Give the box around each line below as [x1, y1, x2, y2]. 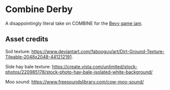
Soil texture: [5, 48, 30, 54]
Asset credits [5, 35, 49, 43]
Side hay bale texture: [5, 63, 51, 69]
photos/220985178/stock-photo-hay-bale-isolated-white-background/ [5, 69, 153, 75]
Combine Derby [5, 4, 73, 15]
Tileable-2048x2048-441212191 [5, 54, 72, 60]
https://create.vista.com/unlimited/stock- [52, 63, 138, 69]
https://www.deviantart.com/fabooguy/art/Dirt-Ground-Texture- [31, 48, 165, 54]
